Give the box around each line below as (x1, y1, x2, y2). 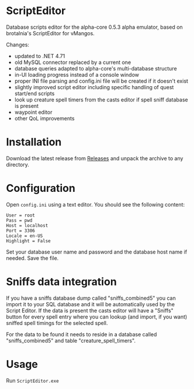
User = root (6, 212, 35, 218)
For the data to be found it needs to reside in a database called (6, 330, 157, 338)
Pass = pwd (6, 217, 33, 224)
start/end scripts (14, 90, 55, 97)
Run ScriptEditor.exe (6, 377, 60, 384)
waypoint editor (14, 109, 53, 116)
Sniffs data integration (6, 275, 117, 288)
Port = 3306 (6, 228, 35, 234)
